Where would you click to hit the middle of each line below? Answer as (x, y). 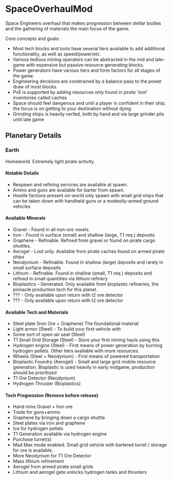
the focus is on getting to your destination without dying (72, 108)
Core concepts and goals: (33, 39)
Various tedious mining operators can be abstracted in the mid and (83, 59)
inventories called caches (40, 98)
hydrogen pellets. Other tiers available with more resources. (76, 351)
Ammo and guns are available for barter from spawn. (69, 190)
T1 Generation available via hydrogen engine (60, 434)
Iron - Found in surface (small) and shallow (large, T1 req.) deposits (84, 235)
